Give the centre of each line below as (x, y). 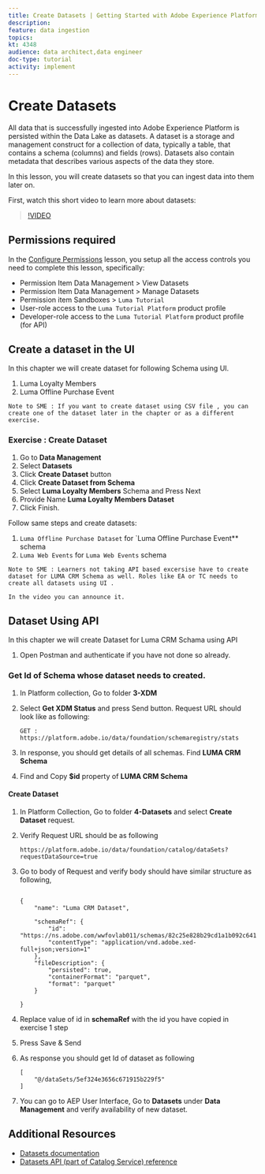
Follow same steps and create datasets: (73, 523)
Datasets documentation (60, 1153)
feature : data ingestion (49, 30)
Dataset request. (47, 820)
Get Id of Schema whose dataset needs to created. (107, 676)
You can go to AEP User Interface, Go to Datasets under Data (120, 1101)
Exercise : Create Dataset (58, 440)
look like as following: (54, 716)
